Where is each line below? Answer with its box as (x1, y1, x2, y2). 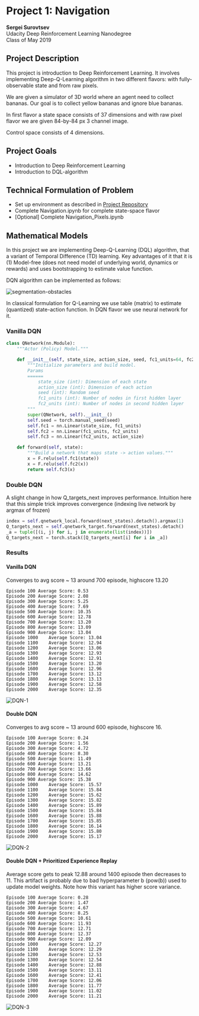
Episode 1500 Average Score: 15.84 (6, 807, 102, 813)
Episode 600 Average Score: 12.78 (6, 614, 92, 620)
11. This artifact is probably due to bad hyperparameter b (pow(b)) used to (6, 877, 187, 884)
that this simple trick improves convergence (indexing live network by (6, 501, 176, 508)
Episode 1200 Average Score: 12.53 (6, 952, 102, 958)
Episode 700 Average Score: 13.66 (6, 766, 92, 772)
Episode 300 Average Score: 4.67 (6, 905, 89, 911)
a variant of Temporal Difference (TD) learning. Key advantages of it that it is (6, 253, 192, 260)
